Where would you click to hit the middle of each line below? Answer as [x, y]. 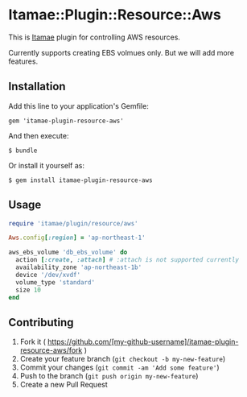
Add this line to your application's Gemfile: [78, 105]
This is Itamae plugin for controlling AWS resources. [95, 37]
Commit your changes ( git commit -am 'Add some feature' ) [119, 367]
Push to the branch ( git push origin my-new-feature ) [109, 376]
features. [23, 61]
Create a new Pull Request [64, 385]
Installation [37, 87]
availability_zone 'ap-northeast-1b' [79, 267]
